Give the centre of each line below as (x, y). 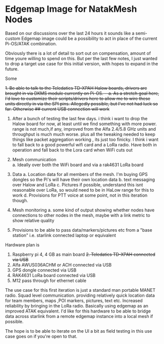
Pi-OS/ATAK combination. (31, 43)
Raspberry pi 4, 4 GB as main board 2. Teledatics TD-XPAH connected (84, 254)
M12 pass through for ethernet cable (49, 280)
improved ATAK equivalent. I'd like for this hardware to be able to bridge (78, 311)
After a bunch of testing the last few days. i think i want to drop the (80, 118)
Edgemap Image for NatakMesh (71, 9)
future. (12, 69)
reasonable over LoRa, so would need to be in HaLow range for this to (83, 190)
